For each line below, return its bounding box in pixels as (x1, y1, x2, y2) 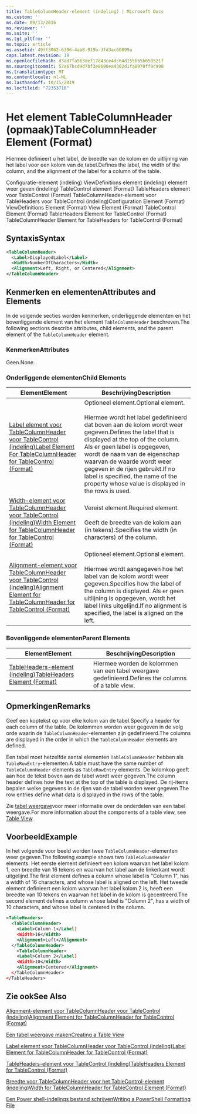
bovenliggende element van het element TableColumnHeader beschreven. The (6, 318, 190, 325)
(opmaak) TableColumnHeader (6, 123, 157, 137)
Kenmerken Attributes (6, 345, 69, 354)
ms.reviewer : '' (6, 25, 46, 31)
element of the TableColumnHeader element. (6, 331, 110, 338)
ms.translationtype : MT (6, 69, 64, 75)
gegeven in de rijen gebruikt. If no (84, 465, 176, 473)
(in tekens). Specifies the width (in (84, 526, 177, 534)
